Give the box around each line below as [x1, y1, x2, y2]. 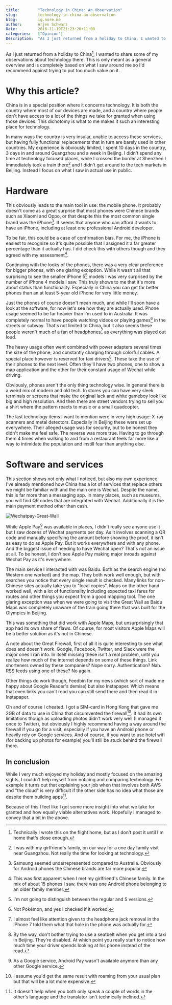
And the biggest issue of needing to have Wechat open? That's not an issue [6, 545, 165, 551]
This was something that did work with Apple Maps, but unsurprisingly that [6, 619, 164, 626]
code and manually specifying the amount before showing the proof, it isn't [6, 534, 164, 541]
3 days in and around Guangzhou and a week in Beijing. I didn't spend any [6, 150, 162, 156]
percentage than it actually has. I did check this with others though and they [6, 245, 166, 251]
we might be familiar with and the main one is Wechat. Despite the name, [6, 486, 159, 493]
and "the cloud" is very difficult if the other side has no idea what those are [6, 787, 164, 794]
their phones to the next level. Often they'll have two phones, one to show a [6, 361, 165, 367]
